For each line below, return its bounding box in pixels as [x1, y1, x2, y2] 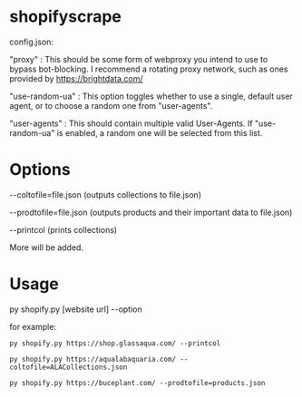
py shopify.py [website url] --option [9, 304, 142, 315]
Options [9, 160, 71, 180]
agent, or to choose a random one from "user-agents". [9, 100, 213, 111]
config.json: [9, 36, 54, 47]
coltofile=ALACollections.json [9, 363, 128, 372]
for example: [9, 321, 57, 332]
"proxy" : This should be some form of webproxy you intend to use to [9, 53, 268, 64]
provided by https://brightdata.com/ [9, 73, 143, 83]
